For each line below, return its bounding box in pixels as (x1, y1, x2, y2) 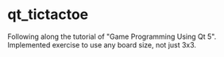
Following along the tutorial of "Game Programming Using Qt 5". (7, 32, 217, 41)
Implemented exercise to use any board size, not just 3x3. (7, 40, 196, 49)
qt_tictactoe (7, 6, 89, 24)
